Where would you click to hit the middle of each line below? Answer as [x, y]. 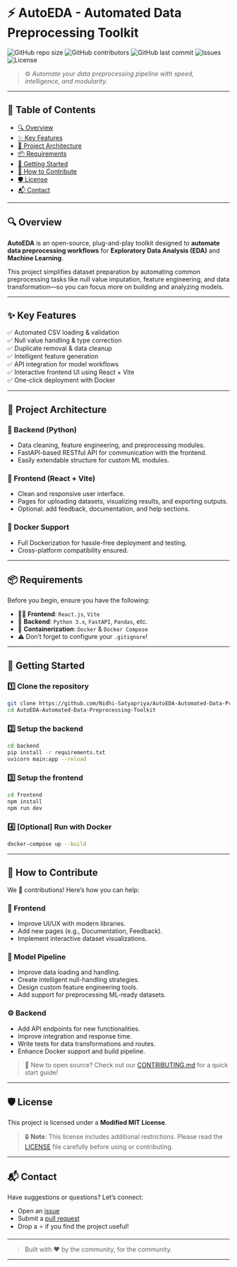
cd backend [23, 746]
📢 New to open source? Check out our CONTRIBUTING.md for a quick [126, 1065]
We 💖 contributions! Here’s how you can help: [73, 890]
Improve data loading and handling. [69, 972]
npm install [25, 802]
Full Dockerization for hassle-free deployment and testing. [102, 543]
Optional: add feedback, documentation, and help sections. [104, 509]
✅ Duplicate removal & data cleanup [60, 348]
